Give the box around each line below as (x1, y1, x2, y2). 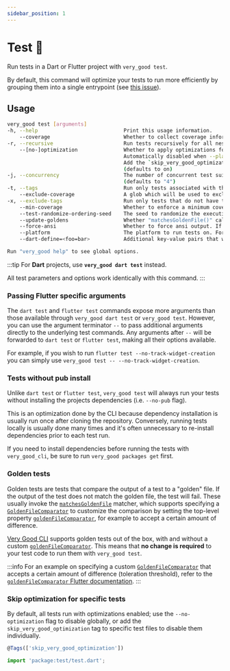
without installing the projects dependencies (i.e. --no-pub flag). (7, 396, 187, 405)
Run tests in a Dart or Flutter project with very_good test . (7, 62, 168, 71)
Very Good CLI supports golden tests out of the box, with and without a (7, 534, 208, 543)
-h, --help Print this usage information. (7, 128, 213, 134)
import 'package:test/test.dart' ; (7, 657, 106, 664)
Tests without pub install (7, 373, 91, 383)
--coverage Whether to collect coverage (19, 134, 207, 141)
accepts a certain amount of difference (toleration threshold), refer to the (7, 569, 213, 578)
